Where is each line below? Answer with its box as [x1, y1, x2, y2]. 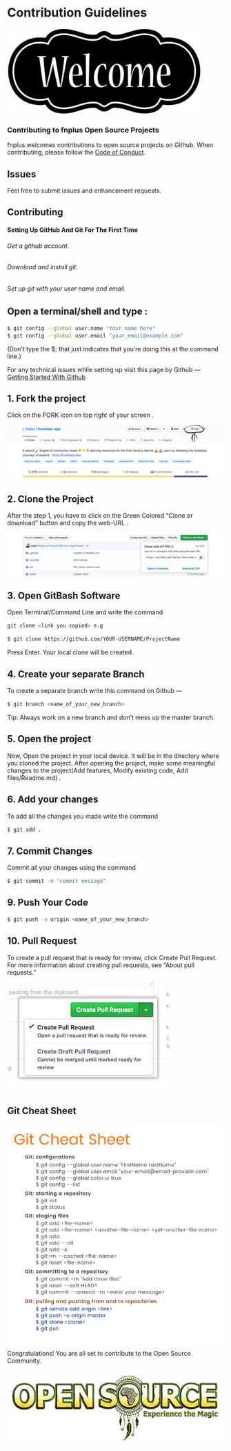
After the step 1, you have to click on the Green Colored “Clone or [7, 512, 193, 520]
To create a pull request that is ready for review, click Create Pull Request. [7, 953, 217, 962]
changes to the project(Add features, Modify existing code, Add [7, 766, 188, 775]
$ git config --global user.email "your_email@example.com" [7, 332, 184, 339]
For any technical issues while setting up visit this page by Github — [7, 365, 201, 373]
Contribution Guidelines [7, 5, 148, 21]
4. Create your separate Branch [7, 668, 145, 680]
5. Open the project [7, 733, 92, 745]
